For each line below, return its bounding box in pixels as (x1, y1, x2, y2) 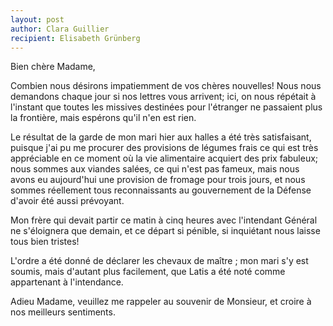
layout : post (10, 14, 65, 25)
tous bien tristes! (10, 236, 80, 248)
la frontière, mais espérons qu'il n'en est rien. (10, 112, 197, 124)
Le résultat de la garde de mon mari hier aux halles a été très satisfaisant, (10, 131, 312, 143)
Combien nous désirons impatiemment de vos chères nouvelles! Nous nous (10, 80, 322, 92)
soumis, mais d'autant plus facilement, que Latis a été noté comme (10, 266, 286, 278)
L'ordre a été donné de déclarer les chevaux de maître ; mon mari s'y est (10, 255, 309, 267)
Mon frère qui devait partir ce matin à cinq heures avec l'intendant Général (10, 214, 318, 226)
